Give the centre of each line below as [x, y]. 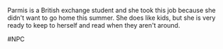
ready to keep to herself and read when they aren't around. [94, 25]
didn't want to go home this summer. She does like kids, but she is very [111, 18]
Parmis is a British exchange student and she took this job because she [111, 10]
